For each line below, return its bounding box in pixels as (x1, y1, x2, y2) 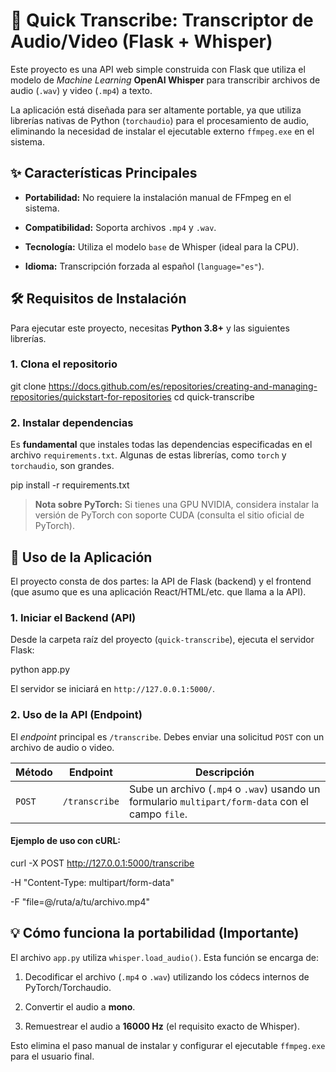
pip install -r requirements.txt (10, 479, 130, 491)
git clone (10, 380, 47, 392)
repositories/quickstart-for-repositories (10, 390, 172, 403)
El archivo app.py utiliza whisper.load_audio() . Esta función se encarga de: (10, 951, 319, 963)
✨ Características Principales (10, 165, 198, 182)
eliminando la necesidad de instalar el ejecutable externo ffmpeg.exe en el (10, 125, 315, 137)
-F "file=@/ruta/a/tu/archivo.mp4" (10, 895, 150, 908)
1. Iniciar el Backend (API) (10, 610, 137, 624)
